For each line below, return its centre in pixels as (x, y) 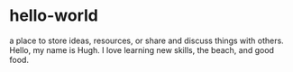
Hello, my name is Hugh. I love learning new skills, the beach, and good (142, 49)
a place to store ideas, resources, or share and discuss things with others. (146, 40)
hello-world (54, 16)
